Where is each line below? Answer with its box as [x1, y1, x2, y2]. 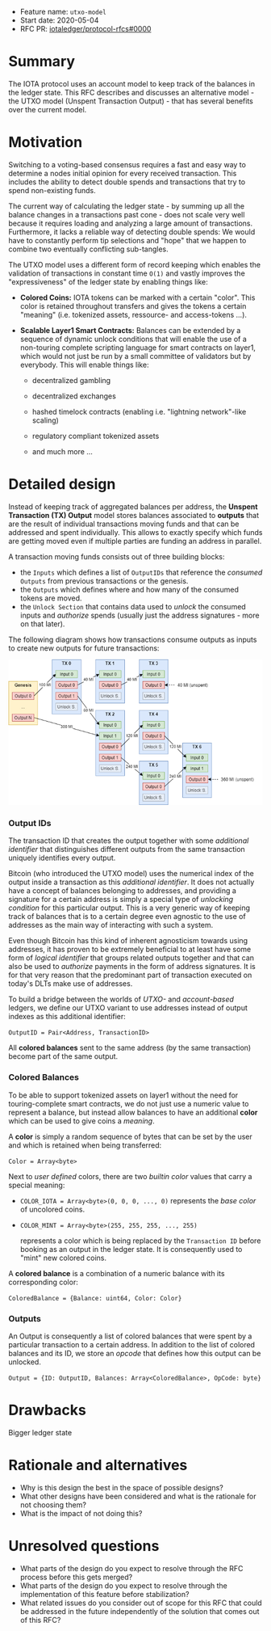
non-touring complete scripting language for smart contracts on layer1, [19, 343, 256, 352]
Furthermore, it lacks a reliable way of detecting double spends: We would [8, 226, 256, 237]
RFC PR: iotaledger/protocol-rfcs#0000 [19, 24, 152, 33]
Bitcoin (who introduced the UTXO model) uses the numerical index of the [8, 869, 254, 879]
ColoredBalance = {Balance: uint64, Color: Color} [8, 1294, 182, 1302]
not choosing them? [19, 1499, 87, 1510]
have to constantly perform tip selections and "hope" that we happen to [8, 235, 247, 245]
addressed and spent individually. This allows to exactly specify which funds [8, 527, 263, 537]
